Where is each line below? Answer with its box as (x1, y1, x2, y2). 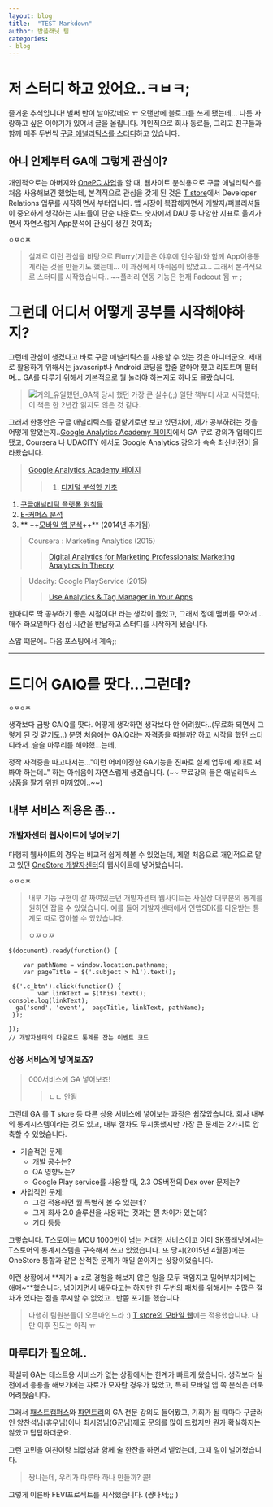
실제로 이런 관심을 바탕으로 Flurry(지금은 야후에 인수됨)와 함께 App (28, 251, 241, 261)
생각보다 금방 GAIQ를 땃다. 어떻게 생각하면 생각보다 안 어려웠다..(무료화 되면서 (8, 719, 256, 729)
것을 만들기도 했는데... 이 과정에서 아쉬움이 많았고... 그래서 (50, 261, 234, 271)
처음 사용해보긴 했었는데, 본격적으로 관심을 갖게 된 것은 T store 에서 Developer (8, 188, 258, 198)
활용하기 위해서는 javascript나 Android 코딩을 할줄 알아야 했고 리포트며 (16, 362, 243, 372)
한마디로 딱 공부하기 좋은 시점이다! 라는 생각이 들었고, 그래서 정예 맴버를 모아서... (8, 608, 264, 618)
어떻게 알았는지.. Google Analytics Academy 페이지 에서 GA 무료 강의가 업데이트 (8, 427, 263, 437)
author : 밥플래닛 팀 (8, 27, 70, 35)
